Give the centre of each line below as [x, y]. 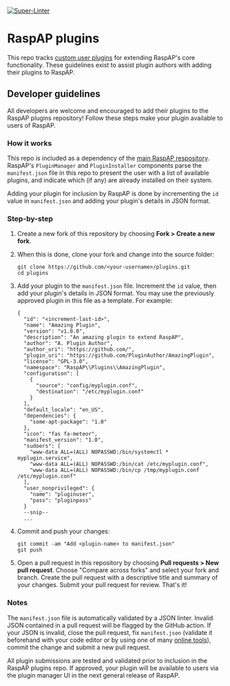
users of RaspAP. [32, 125]
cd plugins [33, 273]
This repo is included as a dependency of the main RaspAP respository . [108, 158]
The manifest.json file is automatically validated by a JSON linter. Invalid [110, 618]
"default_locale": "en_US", [64, 410]
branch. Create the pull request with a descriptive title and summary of [117, 578]
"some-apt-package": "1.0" [69, 422]
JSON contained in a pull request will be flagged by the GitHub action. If [109, 625]
